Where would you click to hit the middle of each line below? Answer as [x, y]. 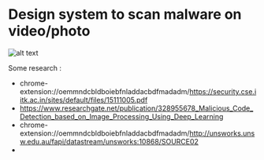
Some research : [35, 67]
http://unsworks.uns [222, 133]
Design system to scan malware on [125, 15]
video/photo [49, 31]
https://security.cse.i [223, 91]
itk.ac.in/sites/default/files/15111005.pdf [84, 100]
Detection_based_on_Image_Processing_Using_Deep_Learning [121, 116]
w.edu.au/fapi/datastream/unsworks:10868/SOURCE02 [109, 141]
